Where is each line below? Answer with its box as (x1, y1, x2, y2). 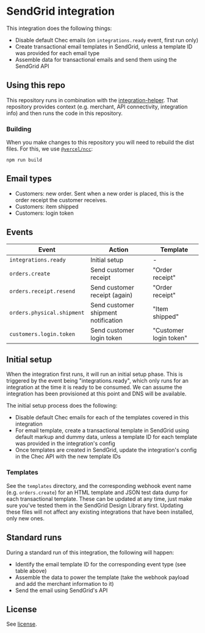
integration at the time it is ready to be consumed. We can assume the (6, 384, 182, 391)
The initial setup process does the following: (6, 402, 118, 410)
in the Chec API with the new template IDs (15, 453, 121, 460)
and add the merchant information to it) (15, 580, 114, 587)
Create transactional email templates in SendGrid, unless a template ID (15, 43, 193, 50)
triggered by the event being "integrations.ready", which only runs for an (6, 377, 189, 384)
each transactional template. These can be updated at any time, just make (6, 495, 192, 503)
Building (6, 124, 32, 133)
